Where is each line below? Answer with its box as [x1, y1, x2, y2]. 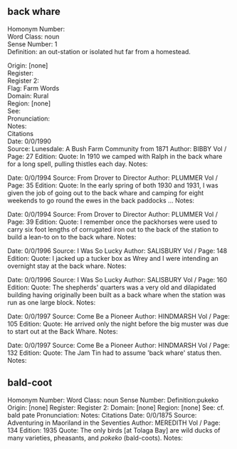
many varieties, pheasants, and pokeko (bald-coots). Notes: [7, 433, 183, 442]
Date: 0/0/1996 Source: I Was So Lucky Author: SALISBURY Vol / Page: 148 [7, 246, 228, 255]
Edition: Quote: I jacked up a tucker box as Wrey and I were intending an [7, 254, 218, 262]
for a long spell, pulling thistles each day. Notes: [7, 160, 148, 168]
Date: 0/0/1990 [7, 137, 52, 145]
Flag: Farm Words [7, 83, 60, 92]
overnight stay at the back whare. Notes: [7, 262, 127, 270]
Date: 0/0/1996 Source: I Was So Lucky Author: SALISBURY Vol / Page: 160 [7, 275, 228, 284]
